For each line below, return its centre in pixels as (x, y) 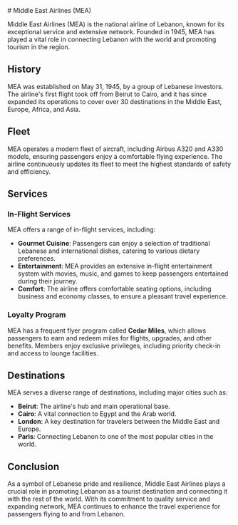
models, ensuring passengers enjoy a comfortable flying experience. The (115, 156)
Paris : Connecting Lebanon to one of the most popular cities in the (115, 437)
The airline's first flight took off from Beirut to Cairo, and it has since (107, 94)
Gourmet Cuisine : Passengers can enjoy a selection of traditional (114, 244)
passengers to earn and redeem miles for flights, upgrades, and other (110, 338)
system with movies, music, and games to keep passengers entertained (123, 274)
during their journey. (47, 281)
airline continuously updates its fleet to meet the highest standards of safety (119, 164)
